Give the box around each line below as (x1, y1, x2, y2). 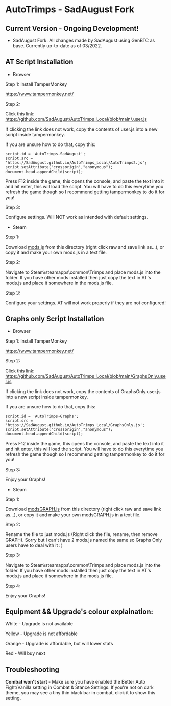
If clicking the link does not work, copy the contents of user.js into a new (5, 126, 158, 132)
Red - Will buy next (5, 650, 46, 656)
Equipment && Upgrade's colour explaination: (5, 607, 154, 616)
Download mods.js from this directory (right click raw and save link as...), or (5, 244, 164, 250)
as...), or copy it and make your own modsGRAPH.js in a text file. (5, 512, 141, 518)
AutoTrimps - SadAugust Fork (5, 4, 134, 15)
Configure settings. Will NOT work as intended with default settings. (5, 214, 149, 220)
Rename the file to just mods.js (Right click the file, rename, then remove (5, 531, 158, 537)
